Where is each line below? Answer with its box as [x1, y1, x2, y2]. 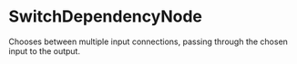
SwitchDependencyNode [8, 6, 202, 27]
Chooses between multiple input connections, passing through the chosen [8, 36, 289, 47]
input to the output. [8, 45, 81, 56]
